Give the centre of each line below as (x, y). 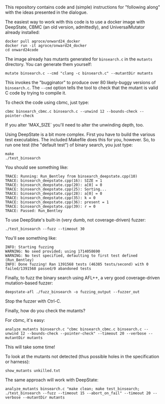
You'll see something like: (31, 238)
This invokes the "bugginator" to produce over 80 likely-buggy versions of (81, 82)
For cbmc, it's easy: (25, 320)
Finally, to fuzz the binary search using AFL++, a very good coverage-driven (82, 278)
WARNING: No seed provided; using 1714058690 (52, 251)
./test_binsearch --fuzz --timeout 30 (45, 229)
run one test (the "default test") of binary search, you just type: (69, 145)
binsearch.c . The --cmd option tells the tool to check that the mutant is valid (82, 88)
